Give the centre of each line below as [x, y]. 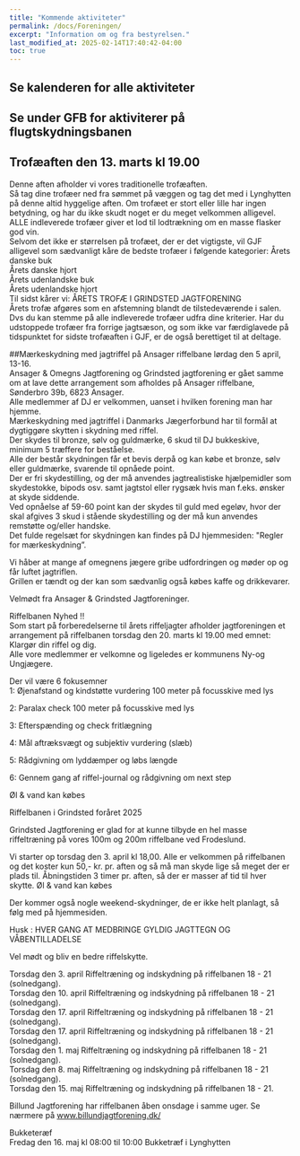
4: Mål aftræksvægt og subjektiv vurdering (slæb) [101, 742]
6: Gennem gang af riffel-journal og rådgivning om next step [120, 777]
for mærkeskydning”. [48, 545]
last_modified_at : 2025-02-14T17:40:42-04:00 [95, 43]
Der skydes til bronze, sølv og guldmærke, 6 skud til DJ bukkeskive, [134, 440]
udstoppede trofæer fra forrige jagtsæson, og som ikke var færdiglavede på [149, 327]
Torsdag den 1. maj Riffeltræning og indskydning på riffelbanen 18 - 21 [138, 1050]
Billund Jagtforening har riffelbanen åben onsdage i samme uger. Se [135, 1106]
